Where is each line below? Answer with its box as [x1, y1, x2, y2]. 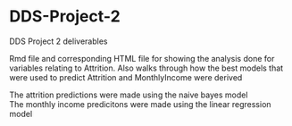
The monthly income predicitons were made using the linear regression [9, 98, 271, 109]
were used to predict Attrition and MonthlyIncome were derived [9, 71, 243, 82]
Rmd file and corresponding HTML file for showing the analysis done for [9, 53, 275, 63]
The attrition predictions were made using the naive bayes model [9, 89, 248, 100]
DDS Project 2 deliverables [9, 36, 108, 46]
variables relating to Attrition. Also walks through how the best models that [9, 63, 284, 73]
